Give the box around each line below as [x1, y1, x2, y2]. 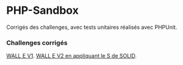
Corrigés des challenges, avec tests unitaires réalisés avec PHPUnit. [6, 23, 178, 31]
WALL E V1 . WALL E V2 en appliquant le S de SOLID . [6, 52, 137, 60]
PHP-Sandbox [6, 4, 79, 17]
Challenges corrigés [6, 39, 68, 47]
